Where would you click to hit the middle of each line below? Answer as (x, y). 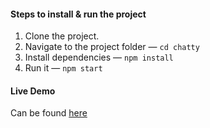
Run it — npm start (63, 68)
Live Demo (33, 91)
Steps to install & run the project (78, 14)
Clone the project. (62, 36)
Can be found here (49, 113)
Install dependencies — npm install (99, 57)
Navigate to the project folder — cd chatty (112, 47)
